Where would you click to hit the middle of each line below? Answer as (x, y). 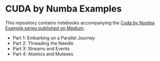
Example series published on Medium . (45, 28)
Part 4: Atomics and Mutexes (43, 54)
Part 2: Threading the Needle (43, 43)
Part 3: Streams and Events (41, 48)
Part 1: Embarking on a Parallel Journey (54, 38)
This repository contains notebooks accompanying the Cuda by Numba (80, 23)
